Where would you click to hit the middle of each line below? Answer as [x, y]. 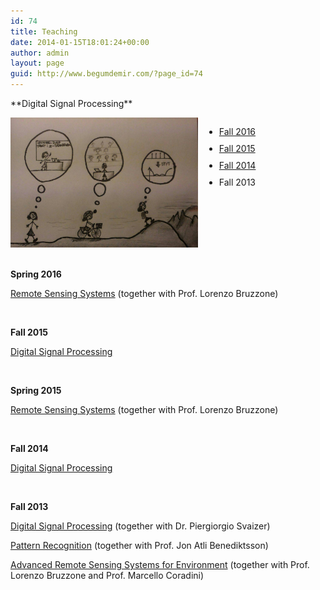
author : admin [40, 53]
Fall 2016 [237, 131]
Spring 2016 [36, 274]
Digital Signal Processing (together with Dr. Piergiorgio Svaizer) [140, 526]
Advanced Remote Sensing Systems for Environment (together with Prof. [160, 564]
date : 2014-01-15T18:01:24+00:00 [80, 42]
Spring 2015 [36, 390]
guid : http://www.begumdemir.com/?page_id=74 [106, 74]
